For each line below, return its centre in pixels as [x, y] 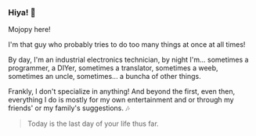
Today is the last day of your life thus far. [93, 123]
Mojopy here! [29, 30]
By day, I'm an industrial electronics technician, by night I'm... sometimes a [128, 60]
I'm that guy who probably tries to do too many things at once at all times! [127, 45]
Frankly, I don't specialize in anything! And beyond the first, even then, [122, 91]
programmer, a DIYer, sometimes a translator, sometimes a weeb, [113, 68]
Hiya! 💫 [22, 13]
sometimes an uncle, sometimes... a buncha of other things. [105, 77]
